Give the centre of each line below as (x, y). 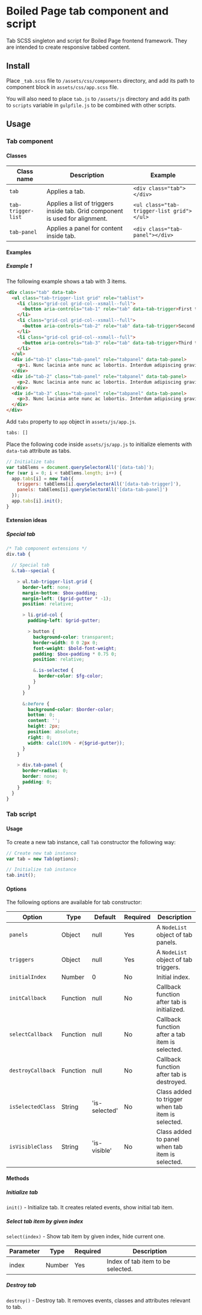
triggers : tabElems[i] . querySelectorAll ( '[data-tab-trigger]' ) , (99, 484)
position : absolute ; (54, 732)
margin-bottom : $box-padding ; (60, 593)
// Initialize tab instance (41, 870)
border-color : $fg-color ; (71, 676)
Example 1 (19, 266)
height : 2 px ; (44, 726)
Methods (18, 1178)
